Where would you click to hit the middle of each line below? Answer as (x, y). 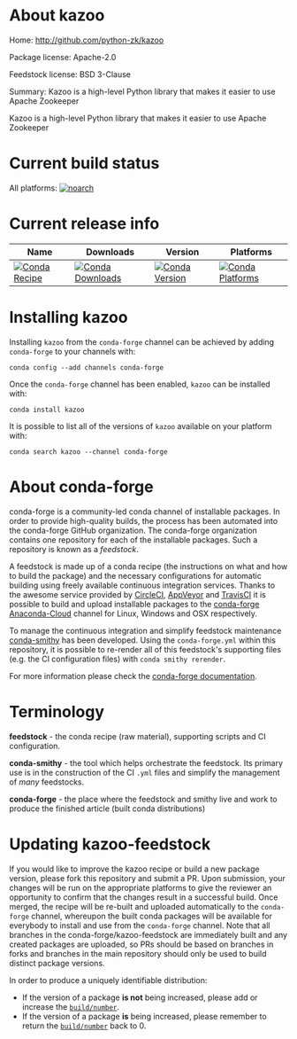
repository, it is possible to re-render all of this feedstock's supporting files (145, 649)
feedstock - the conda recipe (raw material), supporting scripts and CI (138, 736)
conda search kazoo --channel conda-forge (88, 452)
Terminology (57, 711)
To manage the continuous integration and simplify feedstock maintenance (145, 630)
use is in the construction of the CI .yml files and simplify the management (145, 772)
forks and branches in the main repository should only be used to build (138, 953)
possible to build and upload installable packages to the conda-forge (134, 604)
